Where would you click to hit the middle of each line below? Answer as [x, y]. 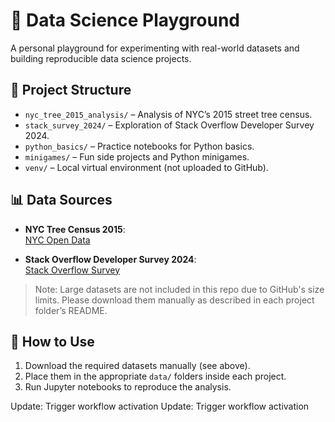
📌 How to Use [52, 341]
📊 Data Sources [61, 200]
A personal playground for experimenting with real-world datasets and [155, 48]
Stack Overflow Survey [72, 270]
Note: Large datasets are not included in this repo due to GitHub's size [179, 289]
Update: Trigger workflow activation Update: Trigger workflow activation [160, 406]
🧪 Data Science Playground [125, 20]
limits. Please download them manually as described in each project [174, 300]
